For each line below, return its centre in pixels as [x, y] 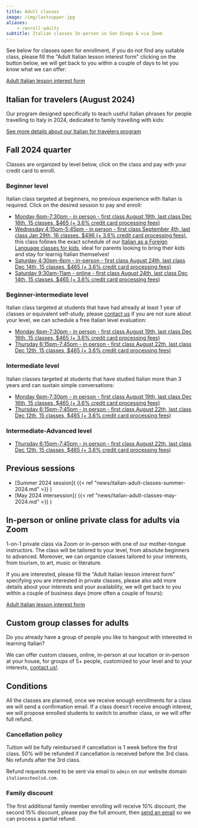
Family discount [30, 793]
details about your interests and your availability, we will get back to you [94, 587]
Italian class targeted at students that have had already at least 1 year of [94, 308]
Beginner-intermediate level [47, 295]
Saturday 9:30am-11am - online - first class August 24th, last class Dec [101, 273]
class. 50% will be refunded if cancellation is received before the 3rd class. [98, 754]
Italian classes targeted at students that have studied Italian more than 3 [94, 379]
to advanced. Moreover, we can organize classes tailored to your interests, [97, 556]
